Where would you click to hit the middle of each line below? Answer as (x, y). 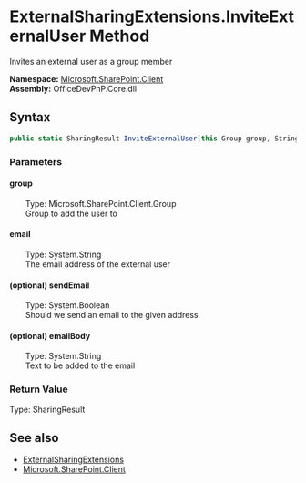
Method (120, 36)
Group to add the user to (72, 213)
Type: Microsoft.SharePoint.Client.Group (101, 203)
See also (34, 438)
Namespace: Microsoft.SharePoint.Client (87, 78)
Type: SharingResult (47, 409)
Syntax (30, 117)
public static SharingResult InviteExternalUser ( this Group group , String (154, 139)
